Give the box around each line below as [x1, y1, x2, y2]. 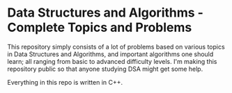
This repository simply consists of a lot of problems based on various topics [7, 42, 225, 51]
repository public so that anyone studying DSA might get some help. [7, 65, 203, 73]
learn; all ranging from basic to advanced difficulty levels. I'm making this [7, 57, 217, 65]
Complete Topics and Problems [7, 19, 192, 35]
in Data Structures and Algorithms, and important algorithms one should [7, 50, 214, 58]
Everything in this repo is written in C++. [7, 78, 123, 86]
